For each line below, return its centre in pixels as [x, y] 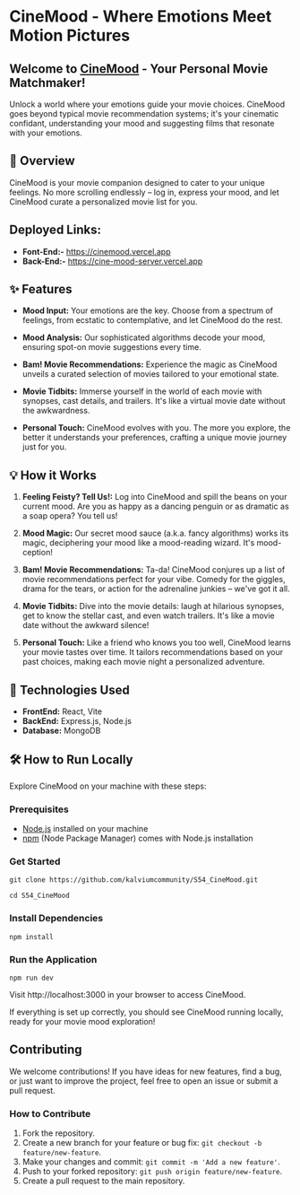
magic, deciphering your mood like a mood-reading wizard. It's [138, 543]
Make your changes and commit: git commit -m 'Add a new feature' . [151, 1162]
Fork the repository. [59, 1133]
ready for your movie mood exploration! [82, 1022]
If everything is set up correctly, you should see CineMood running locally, [146, 1012]
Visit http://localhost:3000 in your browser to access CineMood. [128, 995]
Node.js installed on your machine [85, 829]
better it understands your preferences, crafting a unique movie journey [154, 438]
